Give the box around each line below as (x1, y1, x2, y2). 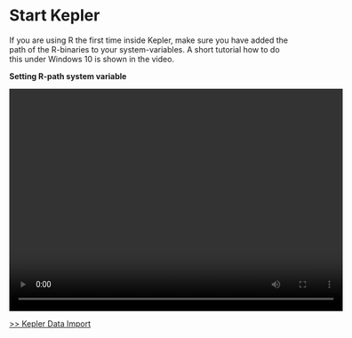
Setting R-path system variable (9, 70, 127, 81)
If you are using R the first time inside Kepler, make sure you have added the (9, 35, 289, 45)
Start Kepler (9, 5, 100, 26)
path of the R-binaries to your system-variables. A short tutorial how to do (9, 44, 280, 54)
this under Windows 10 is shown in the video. (9, 53, 175, 64)
